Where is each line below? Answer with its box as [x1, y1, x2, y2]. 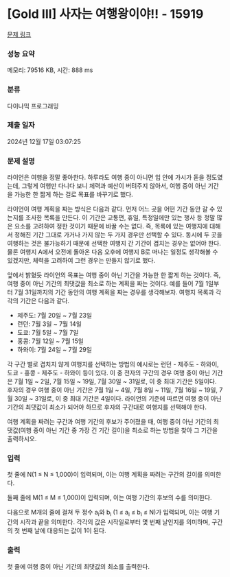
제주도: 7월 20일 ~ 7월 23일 [16, 311, 93, 320]
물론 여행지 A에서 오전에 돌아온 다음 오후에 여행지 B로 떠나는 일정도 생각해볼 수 [7, 248, 218, 256]
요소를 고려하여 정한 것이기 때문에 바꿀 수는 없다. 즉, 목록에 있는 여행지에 [14, 222, 208, 231]
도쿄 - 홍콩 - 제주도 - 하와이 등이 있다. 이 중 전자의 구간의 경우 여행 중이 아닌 [7, 368, 211, 377]
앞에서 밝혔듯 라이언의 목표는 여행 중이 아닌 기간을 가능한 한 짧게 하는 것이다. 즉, [7, 271, 221, 279]
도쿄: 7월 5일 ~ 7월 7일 [16, 329, 79, 337]
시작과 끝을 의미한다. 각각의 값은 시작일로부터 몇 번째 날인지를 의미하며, [19, 518, 211, 526]
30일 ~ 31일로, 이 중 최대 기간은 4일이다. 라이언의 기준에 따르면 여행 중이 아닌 [14, 395, 222, 403]
